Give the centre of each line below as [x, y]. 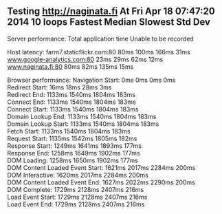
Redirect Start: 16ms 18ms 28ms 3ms [59, 87]
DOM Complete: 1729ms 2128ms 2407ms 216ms [76, 189]
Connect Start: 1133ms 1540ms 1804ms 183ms [73, 109]
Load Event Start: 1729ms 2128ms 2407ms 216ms [77, 197]
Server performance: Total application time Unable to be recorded [100, 39]
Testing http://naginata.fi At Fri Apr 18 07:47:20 [111, 11]
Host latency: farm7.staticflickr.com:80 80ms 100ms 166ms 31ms [99, 52]
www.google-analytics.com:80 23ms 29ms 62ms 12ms [85, 59]
